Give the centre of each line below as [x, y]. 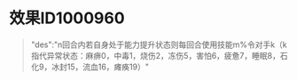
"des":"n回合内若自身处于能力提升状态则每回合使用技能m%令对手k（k [159, 44]
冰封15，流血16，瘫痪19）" [100, 67]
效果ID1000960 [67, 18]
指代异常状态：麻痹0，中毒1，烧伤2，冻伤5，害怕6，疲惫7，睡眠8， [156, 55]
